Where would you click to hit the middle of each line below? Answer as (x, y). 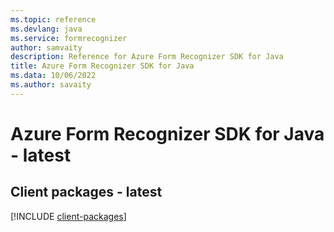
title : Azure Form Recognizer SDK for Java (102, 66)
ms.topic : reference (53, 19)
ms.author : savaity (51, 85)
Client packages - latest (86, 192)
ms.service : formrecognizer (69, 38)
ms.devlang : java (46, 29)
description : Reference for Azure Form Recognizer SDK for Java (147, 57)
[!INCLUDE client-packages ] (68, 216)
